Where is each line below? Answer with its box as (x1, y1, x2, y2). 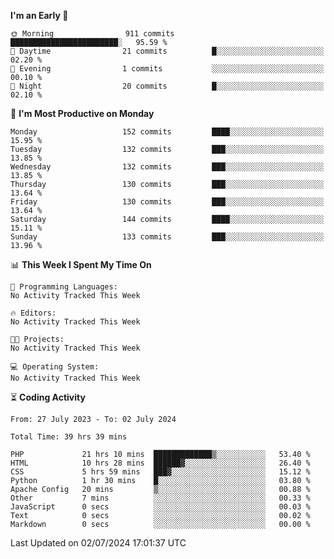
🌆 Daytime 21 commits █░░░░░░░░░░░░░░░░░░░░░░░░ (10, 46, 325, 56)
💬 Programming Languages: (10, 282, 118, 292)
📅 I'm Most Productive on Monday (10, 108, 155, 119)
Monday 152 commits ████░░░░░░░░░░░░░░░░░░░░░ (10, 127, 325, 137)
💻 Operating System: (10, 362, 100, 372)
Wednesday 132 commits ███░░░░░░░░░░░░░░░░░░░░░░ (10, 162, 325, 172)
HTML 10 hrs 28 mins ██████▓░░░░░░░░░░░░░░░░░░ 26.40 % (10, 458, 311, 468)
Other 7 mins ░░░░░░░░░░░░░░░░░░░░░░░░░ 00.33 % (10, 493, 311, 503)
